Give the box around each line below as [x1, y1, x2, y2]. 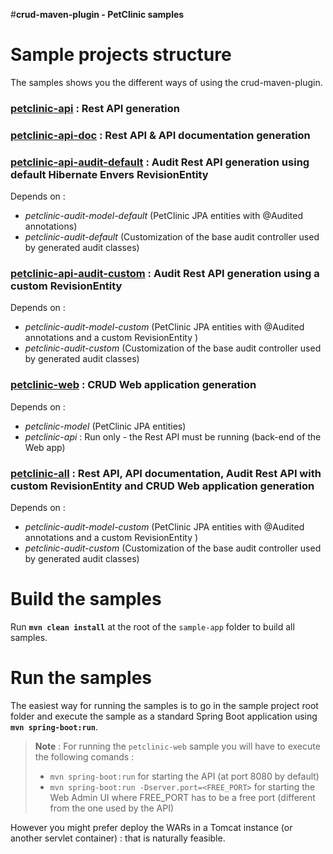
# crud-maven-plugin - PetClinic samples [10, 9, 185, 20]
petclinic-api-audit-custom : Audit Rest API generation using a [10, 267, 320, 280]
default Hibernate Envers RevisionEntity [10, 167, 209, 181]
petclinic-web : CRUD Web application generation [10, 378, 257, 392]
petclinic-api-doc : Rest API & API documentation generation [10, 128, 311, 142]
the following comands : [34, 750, 135, 763]
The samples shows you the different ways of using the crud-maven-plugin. [10, 76, 323, 88]
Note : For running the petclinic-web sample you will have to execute [34, 740, 321, 752]
